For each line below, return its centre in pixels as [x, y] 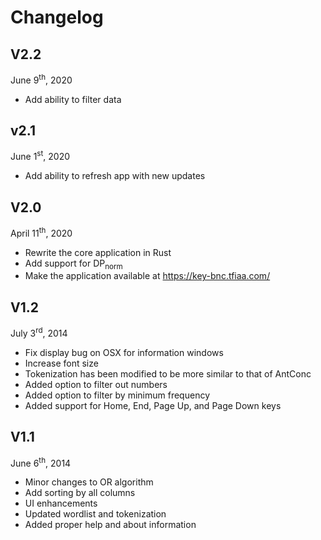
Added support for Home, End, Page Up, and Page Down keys [153, 405]
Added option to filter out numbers [96, 384]
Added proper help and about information [110, 525]
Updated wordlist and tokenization [95, 514]
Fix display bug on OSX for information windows [124, 352]
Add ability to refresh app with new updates [115, 176]
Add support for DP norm [73, 264]
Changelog [57, 17]
